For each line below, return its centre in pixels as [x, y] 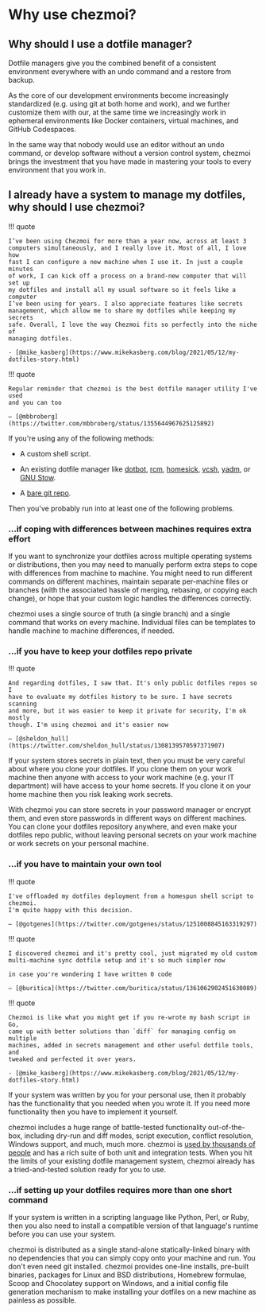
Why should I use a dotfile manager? [100, 44]
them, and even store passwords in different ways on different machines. [128, 818]
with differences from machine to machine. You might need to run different [130, 573]
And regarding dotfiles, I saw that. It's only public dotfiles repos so [133, 683]
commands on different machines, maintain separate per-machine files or [128, 581]
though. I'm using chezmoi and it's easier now [89, 725]
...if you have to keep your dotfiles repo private [100, 651]
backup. [22, 80]
